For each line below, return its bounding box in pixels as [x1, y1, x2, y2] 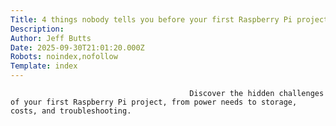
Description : [10, 24, 65, 34]
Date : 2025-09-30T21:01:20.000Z [10, 42, 145, 53]
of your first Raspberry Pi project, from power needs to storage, [10, 97, 298, 107]
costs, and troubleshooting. [10, 106, 132, 116]
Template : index [10, 61, 78, 71]
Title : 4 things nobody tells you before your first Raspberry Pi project [10, 14, 329, 25]
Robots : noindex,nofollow [10, 52, 118, 62]
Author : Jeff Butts [10, 33, 92, 43]
